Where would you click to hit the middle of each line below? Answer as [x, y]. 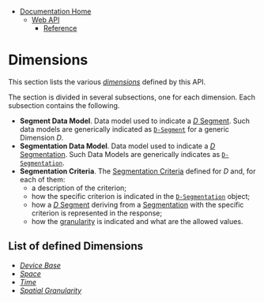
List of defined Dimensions [76, 247]
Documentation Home [55, 11]
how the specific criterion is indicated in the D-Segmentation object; [141, 196]
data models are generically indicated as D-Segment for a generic [124, 129]
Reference [60, 28]
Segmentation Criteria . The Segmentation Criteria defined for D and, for [138, 171]
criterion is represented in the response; [97, 213]
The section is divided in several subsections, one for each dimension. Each [132, 97]
